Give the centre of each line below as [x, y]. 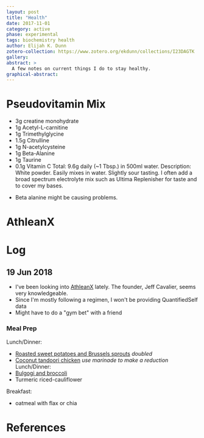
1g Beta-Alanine [35, 153]
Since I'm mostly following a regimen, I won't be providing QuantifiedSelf [106, 300]
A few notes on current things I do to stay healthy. [81, 68]
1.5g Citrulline [32, 141]
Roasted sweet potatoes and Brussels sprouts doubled [84, 353]
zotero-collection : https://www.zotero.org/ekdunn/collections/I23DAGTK [100, 52]
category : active [28, 29]
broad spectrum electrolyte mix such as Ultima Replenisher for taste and [106, 179]
